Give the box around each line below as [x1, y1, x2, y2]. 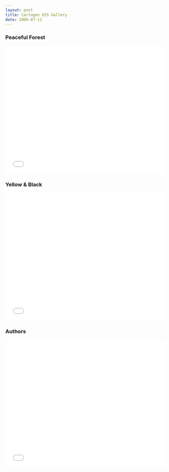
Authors [5, 328, 27, 335]
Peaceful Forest [5, 34, 45, 41]
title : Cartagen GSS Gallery [5, 12, 67, 17]
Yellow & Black [5, 181, 42, 188]
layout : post [5, 7, 33, 13]
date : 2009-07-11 [5, 17, 42, 22]
